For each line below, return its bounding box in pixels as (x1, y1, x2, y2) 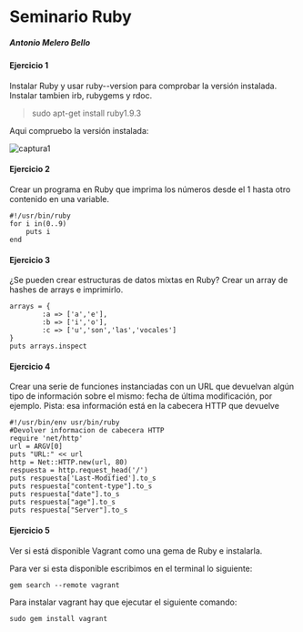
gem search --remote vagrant (9, 580, 120, 589)
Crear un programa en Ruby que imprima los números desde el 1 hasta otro (9, 184, 291, 195)
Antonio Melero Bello (9, 36, 91, 47)
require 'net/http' (9, 434, 84, 443)
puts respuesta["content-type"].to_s (9, 482, 153, 491)
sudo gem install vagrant (9, 614, 107, 623)
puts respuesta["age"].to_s (9, 498, 116, 507)
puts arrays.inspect (9, 341, 88, 352)
